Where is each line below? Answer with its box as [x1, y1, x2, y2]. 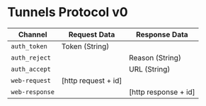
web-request [11, 77, 52, 84]
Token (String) [61, 41, 110, 51]
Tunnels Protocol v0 [7, 4, 129, 20]
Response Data [135, 29, 189, 39]
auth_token [11, 42, 47, 50]
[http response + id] [128, 87, 196, 97]
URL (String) [128, 64, 171, 74]
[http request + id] [61, 75, 122, 85]
